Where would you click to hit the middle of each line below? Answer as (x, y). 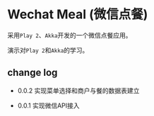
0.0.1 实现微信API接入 (48, 105)
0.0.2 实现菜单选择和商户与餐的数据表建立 (78, 90)
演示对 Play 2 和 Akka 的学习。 (48, 50)
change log (32, 73)
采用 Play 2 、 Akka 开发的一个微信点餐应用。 (70, 35)
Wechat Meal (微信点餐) (78, 14)
